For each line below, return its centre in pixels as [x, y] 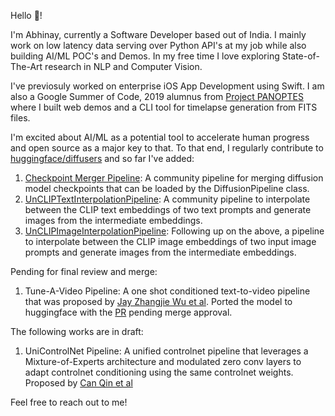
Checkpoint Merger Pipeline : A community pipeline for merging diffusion [174, 178]
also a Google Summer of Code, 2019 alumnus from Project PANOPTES [157, 96]
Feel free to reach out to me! [69, 402]
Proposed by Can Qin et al [78, 383]
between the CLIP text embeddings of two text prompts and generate [168, 209]
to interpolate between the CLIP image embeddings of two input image [170, 241]
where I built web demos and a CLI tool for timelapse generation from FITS [164, 107]
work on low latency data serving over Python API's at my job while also [158, 45]
